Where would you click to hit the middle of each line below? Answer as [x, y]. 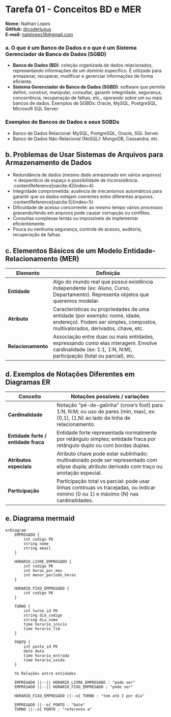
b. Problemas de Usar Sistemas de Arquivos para [84, 154]
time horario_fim [42, 629]
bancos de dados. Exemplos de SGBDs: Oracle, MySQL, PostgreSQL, [85, 103]
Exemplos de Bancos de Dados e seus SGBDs [62, 122]
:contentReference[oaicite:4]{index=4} [53, 186]
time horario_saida [44, 660]
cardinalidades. [75, 500]
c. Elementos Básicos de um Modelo [64, 251]
